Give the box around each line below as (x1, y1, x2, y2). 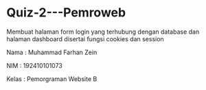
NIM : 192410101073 (6, 61, 62, 69)
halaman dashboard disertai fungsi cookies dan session (6, 34, 164, 43)
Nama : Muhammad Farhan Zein (6, 48, 98, 56)
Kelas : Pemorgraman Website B (6, 74, 98, 83)
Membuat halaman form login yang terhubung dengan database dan (6, 27, 200, 36)
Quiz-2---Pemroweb (6, 5, 126, 21)
